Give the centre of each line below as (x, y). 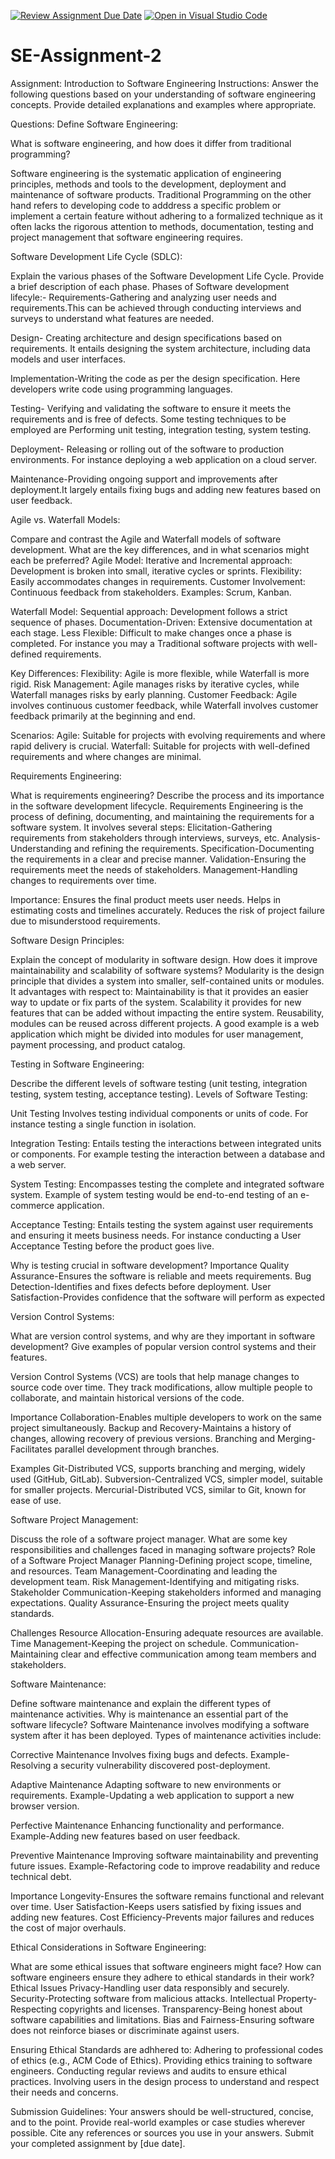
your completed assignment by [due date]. (98, 2143)
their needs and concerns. (64, 2092)
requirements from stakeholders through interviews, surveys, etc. (145, 837)
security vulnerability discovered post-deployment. (165, 1765)
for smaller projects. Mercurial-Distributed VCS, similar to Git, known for (158, 1489)
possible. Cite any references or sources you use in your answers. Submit (162, 2132)
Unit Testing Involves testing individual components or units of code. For (159, 1113)
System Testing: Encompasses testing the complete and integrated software (167, 1184)
